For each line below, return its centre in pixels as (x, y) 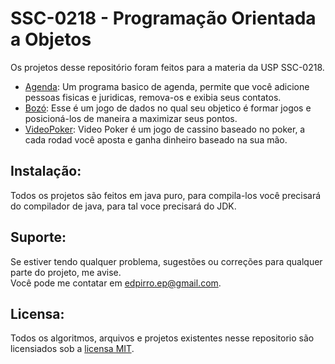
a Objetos (51, 39)
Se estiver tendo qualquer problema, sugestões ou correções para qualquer (166, 261)
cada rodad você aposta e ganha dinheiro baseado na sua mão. (156, 139)
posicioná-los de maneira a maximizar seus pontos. (131, 118)
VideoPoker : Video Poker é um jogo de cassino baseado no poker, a (165, 129)
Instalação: (46, 171)
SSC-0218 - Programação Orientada (163, 18)
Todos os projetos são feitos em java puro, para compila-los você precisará (166, 195)
